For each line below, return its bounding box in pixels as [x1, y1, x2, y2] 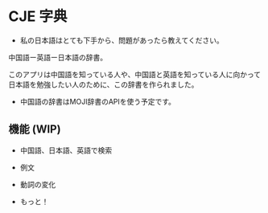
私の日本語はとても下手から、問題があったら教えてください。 [19, 35, 224, 45]
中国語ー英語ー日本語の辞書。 [8, 52, 107, 62]
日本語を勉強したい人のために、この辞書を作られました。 [8, 80, 199, 89]
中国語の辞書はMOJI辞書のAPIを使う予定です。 [19, 96, 175, 106]
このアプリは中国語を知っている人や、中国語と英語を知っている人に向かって [8, 69, 262, 79]
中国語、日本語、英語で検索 [19, 145, 113, 155]
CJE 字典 [8, 7, 68, 26]
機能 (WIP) [8, 122, 62, 137]
